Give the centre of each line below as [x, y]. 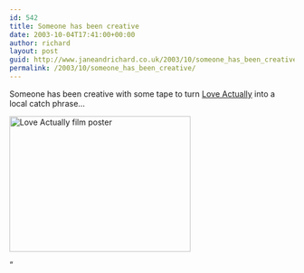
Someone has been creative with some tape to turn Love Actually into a [142, 94]
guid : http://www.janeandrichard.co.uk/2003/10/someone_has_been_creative [153, 60]
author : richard [40, 43]
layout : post [34, 52]
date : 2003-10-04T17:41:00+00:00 [72, 34]
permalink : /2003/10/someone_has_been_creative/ [103, 69]
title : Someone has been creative [75, 26]
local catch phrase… [47, 103]
